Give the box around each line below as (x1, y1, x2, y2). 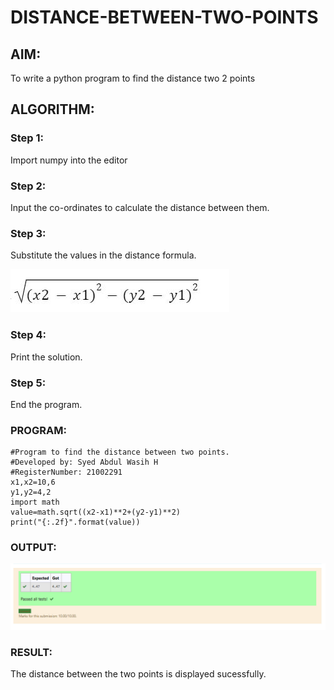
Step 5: (10, 376, 47, 390)
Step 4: (10, 328, 47, 342)
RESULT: (10, 645, 53, 659)
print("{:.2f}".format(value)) (10, 517, 141, 528)
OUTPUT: (10, 541, 57, 555)
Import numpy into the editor (10, 154, 128, 166)
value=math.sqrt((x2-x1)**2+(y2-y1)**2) (10, 507, 182, 518)
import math (10, 497, 60, 508)
